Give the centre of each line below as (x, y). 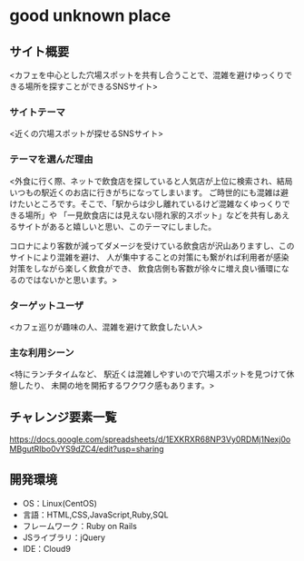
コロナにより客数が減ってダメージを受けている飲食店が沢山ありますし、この (152, 245)
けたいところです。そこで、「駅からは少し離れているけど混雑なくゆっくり (146, 203)
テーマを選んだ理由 (51, 160)
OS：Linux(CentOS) (60, 503)
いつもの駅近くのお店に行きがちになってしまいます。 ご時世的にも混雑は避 (149, 192)
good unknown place (90, 16)
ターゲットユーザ (47, 305)
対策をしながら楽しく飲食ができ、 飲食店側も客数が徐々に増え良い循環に (145, 268)
